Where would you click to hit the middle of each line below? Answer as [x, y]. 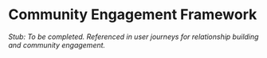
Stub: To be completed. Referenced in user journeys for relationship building [133, 37]
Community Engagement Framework [133, 15]
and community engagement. [57, 44]
